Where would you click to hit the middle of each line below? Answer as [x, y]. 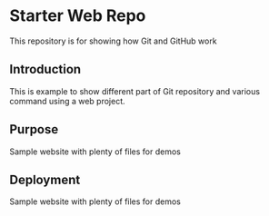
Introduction [45, 69]
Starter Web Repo [78, 16]
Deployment [45, 179]
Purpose [34, 129]
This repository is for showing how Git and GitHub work [113, 41]
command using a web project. [67, 101]
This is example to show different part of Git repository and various [135, 91]
